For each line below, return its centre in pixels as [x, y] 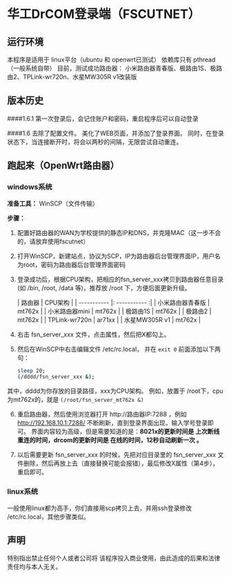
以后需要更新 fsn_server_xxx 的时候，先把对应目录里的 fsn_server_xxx [117, 455]
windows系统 [30, 187]
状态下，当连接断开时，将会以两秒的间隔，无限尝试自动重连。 [95, 141]
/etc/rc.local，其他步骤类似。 [48, 516]
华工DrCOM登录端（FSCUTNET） [104, 14]
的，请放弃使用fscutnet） [53, 241]
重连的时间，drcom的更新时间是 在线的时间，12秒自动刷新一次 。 [110, 440]
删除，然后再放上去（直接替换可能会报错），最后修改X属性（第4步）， [121, 463]
